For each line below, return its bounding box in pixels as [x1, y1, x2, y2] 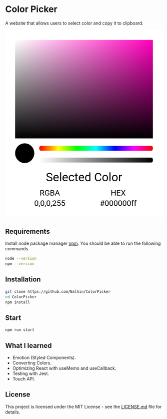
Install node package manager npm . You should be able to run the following [5, 240, 161, 246]
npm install [5, 299, 30, 305]
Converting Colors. [12, 359, 51, 366]
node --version [5, 256, 37, 261]
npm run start [5, 327, 35, 332]
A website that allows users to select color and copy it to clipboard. [5, 20, 143, 26]
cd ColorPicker [5, 294, 37, 299]
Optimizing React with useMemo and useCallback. [12, 365, 116, 371]
